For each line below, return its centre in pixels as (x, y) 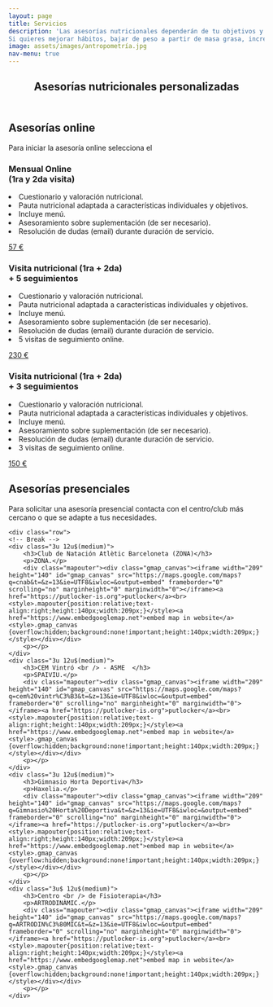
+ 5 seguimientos (43, 279)
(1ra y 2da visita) (42, 178)
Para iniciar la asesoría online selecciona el (80, 147)
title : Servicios (38, 24)
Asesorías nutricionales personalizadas (136, 87)
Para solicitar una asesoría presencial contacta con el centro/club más (126, 508)
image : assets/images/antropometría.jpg (78, 46)
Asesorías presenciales (69, 489)
